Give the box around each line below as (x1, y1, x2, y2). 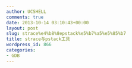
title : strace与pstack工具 (6, 36, 70, 42)
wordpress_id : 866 (6, 42, 52, 48)
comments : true (6, 14, 44, 20)
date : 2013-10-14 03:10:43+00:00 (6, 20, 89, 25)
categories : (6, 47, 36, 53)
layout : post (6, 25, 39, 31)
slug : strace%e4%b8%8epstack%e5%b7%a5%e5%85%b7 (6, 31, 127, 37)
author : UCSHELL (6, 8, 46, 15)
